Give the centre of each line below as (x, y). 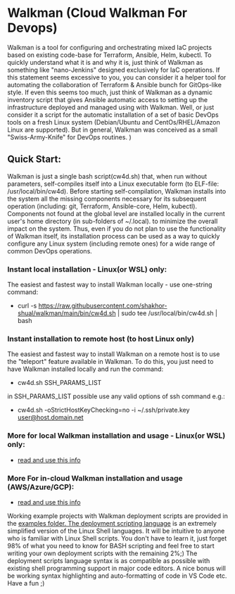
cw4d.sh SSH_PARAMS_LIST (59, 383)
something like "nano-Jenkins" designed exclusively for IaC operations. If (114, 70)
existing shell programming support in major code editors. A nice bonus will (117, 568)
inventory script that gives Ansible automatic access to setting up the (108, 99)
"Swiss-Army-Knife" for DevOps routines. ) (69, 137)
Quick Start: (34, 159)
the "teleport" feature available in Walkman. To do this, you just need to (110, 362)
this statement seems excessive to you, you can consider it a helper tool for (117, 77)
